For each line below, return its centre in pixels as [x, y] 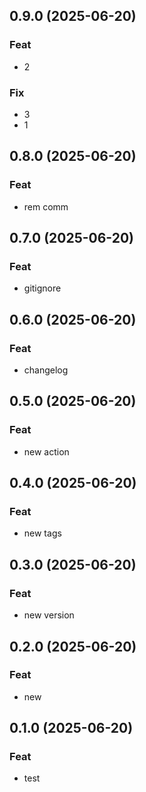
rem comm [46, 206]
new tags [42, 533]
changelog [46, 370]
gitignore [42, 288]
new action [46, 451]
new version [49, 615]
